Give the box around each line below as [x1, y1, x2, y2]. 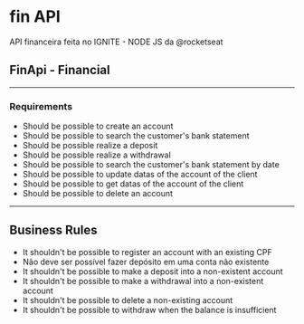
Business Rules [9, 223, 98, 238]
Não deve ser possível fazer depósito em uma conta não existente [22, 256, 270, 267]
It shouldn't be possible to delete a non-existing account [22, 294, 233, 305]
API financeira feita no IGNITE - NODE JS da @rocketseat [9, 36, 223, 47]
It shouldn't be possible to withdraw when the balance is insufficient [22, 304, 277, 315]
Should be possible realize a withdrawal [22, 149, 172, 160]
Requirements [9, 100, 73, 112]
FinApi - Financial [9, 62, 110, 78]
